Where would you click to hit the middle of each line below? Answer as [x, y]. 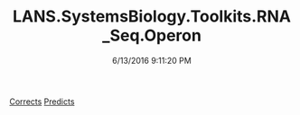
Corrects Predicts [42, 102]
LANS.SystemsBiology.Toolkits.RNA [152, 17]
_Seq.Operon [152, 35]
